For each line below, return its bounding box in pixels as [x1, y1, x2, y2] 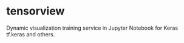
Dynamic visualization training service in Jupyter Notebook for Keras [6, 24, 178, 31]
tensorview [6, 4, 65, 18]
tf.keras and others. [6, 30, 55, 38]
